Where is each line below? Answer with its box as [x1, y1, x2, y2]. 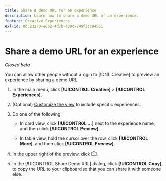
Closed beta [5, 62, 30, 68]
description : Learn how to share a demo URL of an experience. [5, 13, 139, 18]
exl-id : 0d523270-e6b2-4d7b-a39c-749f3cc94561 [5, 24, 103, 29]
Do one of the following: [12, 111, 62, 117]
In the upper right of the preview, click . [12, 151, 98, 157]
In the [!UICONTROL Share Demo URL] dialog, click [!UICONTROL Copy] [12, 161, 162, 167]
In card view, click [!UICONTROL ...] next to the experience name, [19, 121, 155, 126]
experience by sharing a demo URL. [5, 77, 79, 83]
